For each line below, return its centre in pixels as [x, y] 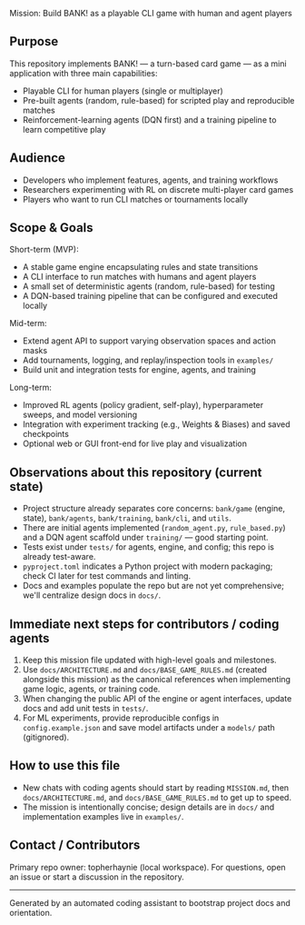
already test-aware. [59, 557]
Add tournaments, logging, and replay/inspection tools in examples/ [148, 360]
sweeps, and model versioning [80, 415]
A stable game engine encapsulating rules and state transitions [140, 267]
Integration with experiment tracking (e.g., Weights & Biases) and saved [156, 424]
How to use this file [65, 766]
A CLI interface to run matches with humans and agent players [139, 277]
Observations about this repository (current [136, 472]
